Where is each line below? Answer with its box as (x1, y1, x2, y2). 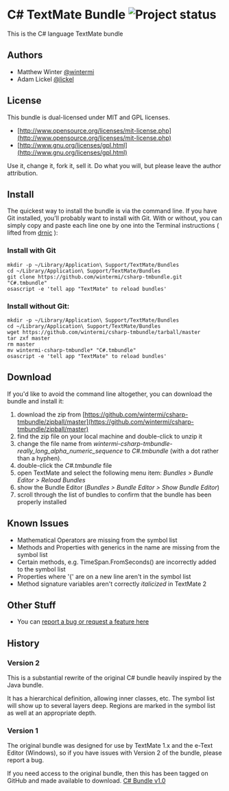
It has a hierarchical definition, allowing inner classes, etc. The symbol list (7, 694, 215, 703)
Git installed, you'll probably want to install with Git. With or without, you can (7, 214, 223, 222)
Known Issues (7, 518, 69, 530)
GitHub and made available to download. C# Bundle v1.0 (7, 777, 166, 785)
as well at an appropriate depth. (7, 709, 97, 717)
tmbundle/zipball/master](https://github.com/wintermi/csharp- (16, 417, 194, 425)
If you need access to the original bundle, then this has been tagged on (7, 769, 208, 778)
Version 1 (7, 726, 39, 735)
